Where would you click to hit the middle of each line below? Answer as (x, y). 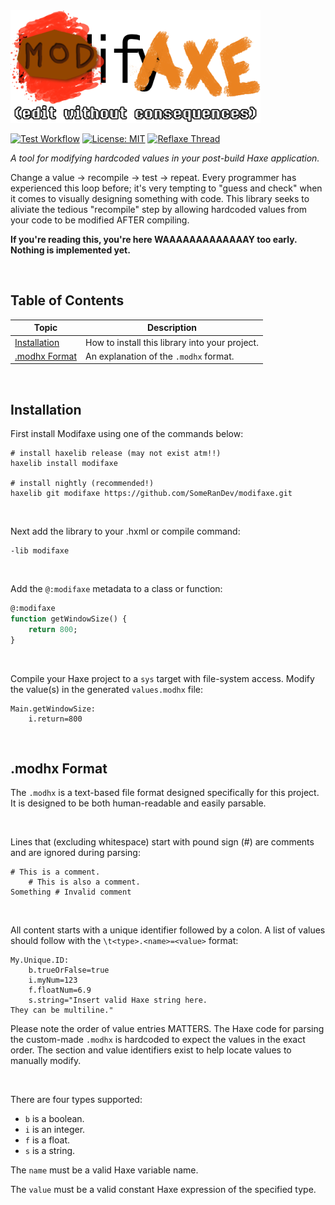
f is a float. (47, 1140)
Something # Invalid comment (71, 892)
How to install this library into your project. (171, 342)
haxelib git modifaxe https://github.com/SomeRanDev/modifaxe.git (151, 494)
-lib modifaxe (40, 551)
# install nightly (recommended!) (82, 484)
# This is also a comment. (84, 882)
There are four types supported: (76, 1100)
